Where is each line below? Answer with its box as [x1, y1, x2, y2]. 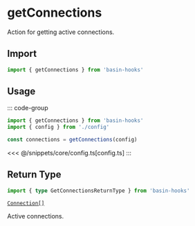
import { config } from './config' [7, 123, 110, 131]
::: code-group [7, 104, 48, 112]
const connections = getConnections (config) [7, 137, 138, 144]
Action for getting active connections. [7, 28, 115, 36]
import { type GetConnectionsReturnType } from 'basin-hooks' [7, 187, 190, 194]
